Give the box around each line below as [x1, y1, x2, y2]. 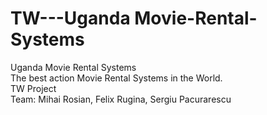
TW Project [10, 82, 57, 94]
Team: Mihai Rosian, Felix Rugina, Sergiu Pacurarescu [10, 93, 232, 105]
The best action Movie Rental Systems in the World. [10, 72, 223, 84]
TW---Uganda [10, 7, 131, 30]
